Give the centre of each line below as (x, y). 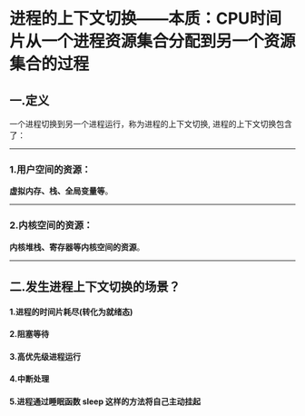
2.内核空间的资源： (51, 225)
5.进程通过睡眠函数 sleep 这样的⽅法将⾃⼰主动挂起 (105, 401)
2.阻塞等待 (30, 334)
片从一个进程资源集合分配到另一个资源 (153, 41)
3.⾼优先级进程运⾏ (45, 356)
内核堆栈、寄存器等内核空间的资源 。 (77, 247)
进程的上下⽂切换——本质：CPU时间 (146, 19)
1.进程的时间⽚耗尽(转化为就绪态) (71, 312)
